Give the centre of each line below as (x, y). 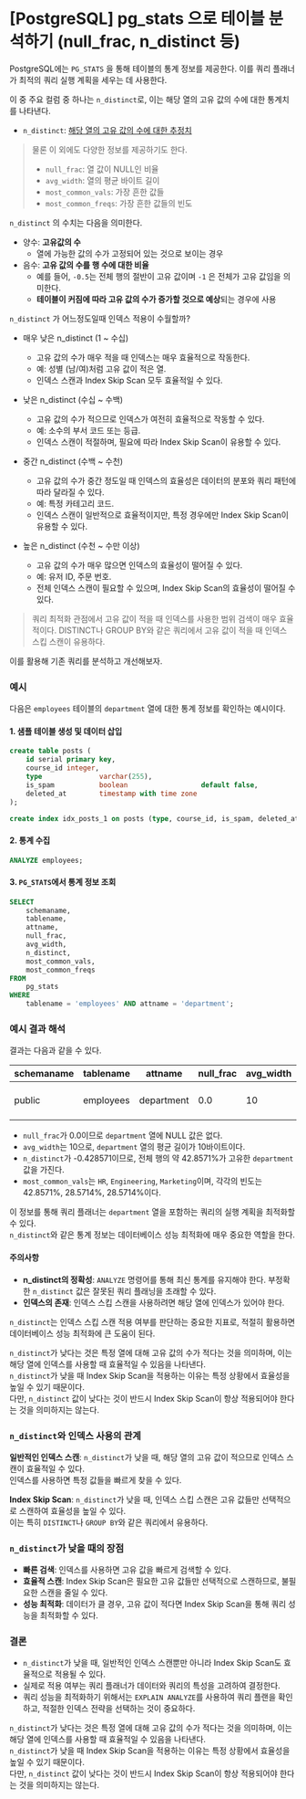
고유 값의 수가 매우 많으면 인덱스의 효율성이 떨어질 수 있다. (139, 565)
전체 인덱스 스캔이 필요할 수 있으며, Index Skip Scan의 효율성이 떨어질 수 (166, 588)
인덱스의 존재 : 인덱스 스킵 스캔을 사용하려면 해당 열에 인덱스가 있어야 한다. (153, 1302)
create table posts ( (51, 751)
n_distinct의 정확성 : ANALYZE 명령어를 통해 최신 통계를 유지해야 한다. (144, 1279)
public (27, 1100)
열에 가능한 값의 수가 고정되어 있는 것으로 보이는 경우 (130, 253)
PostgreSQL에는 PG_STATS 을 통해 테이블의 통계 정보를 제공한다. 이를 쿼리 (140, 68)
